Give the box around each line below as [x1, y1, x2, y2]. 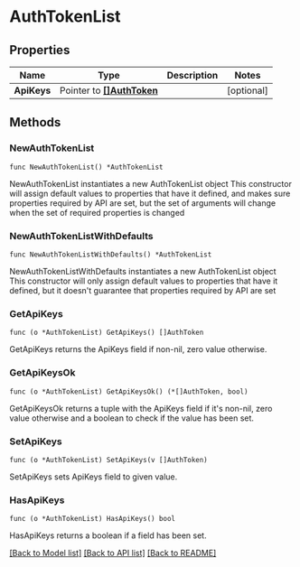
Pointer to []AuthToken [60, 84, 158, 97]
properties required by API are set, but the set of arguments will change [9, 197, 277, 209]
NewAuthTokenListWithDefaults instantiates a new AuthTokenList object [9, 265, 277, 276]
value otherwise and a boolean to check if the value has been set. [9, 413, 255, 423]
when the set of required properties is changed [9, 207, 185, 218]
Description [166, 70, 219, 81]
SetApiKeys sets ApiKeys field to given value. [9, 471, 178, 482]
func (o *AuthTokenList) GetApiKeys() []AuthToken [9, 328, 204, 338]
